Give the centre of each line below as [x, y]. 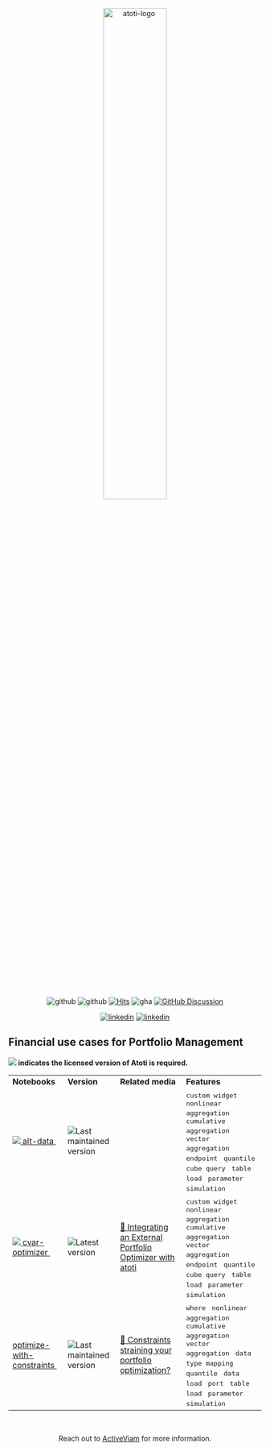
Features [203, 1081]
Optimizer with [147, 1258]
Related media [148, 1081]
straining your [146, 1349]
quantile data [213, 1373]
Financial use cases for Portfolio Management [126, 1042]
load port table [218, 1383]
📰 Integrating [144, 1227]
